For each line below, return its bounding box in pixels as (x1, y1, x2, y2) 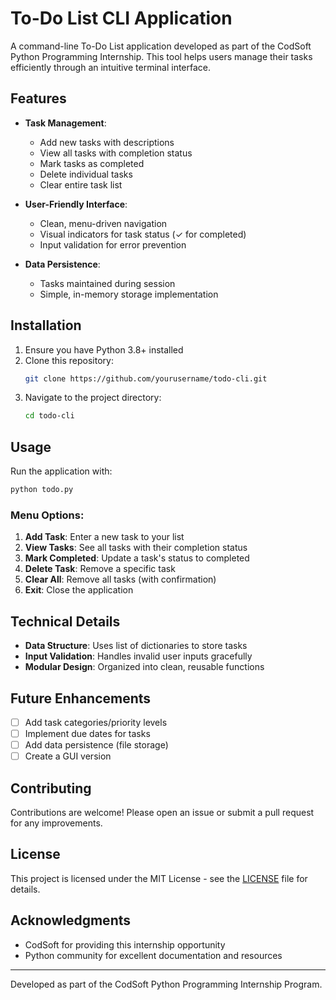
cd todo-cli (24, 411, 75, 421)
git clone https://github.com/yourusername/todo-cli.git (24, 373, 268, 384)
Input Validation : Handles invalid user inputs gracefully (24, 650, 253, 662)
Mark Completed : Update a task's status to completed (24, 552, 250, 564)
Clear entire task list (39, 178, 123, 191)
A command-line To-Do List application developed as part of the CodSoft (10, 40, 312, 52)
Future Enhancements (10, 690, 152, 707)
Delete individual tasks (39, 168, 133, 180)
